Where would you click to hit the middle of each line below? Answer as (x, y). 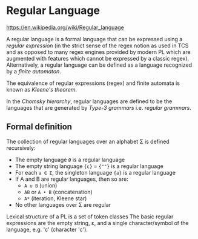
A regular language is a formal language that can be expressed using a (94, 39)
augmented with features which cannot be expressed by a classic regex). (98, 58)
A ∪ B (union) (41, 185)
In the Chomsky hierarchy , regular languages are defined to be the (89, 101)
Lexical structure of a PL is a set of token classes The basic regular (90, 217)
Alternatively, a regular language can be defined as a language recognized (99, 65)
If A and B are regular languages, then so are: (71, 179)
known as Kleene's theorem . (42, 89)
